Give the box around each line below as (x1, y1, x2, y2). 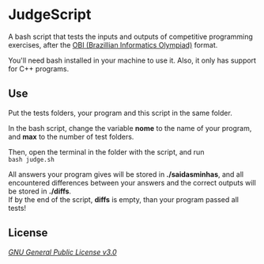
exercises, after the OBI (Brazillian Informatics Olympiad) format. (8, 40, 218, 49)
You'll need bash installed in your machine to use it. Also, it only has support (8, 55, 257, 65)
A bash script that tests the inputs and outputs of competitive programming (8, 32, 253, 41)
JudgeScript (8, 6, 92, 24)
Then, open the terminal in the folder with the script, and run (8, 147, 205, 156)
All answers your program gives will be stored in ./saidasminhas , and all (8, 169, 244, 179)
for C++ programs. (8, 63, 70, 73)
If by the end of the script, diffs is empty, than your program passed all (8, 194, 239, 204)
